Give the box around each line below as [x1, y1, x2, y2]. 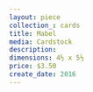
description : [9, 46, 57, 54]
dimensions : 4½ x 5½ [9, 53, 85, 62]
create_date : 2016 [9, 70, 76, 79]
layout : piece [9, 12, 61, 22]
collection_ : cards [9, 21, 81, 30]
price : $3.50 [9, 62, 57, 71]
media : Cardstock [9, 37, 73, 46]
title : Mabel [9, 29, 57, 38]
